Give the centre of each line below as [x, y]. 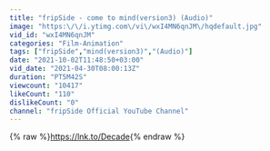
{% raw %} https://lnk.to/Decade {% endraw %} [97, 136]
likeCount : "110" [42, 94]
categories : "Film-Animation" [67, 43]
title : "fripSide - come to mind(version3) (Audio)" [111, 18]
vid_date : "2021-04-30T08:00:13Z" [75, 69]
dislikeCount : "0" [44, 102]
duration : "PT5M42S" [49, 77]
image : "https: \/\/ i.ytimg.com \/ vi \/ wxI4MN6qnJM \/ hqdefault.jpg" [135, 26]
